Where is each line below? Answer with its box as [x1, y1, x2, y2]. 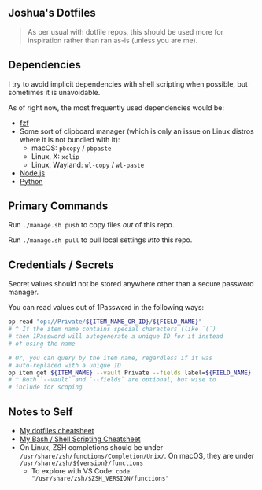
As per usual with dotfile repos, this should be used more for [27, 27, 224, 36]
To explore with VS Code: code [31, 466, 131, 475]
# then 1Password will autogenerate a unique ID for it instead [8, 333, 223, 341]
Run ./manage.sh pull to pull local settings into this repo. [8, 235, 193, 245]
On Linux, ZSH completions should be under [19, 442, 164, 451]
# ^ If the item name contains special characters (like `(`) [8, 326, 216, 333]
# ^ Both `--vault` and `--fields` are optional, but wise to [8, 376, 216, 384]
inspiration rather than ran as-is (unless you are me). [27, 35, 198, 45]
